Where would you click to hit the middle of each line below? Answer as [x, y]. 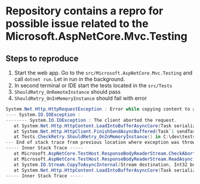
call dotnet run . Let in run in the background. [70, 79]
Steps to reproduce [42, 58]
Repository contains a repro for [84, 11]
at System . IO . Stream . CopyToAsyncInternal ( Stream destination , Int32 [100, 165]
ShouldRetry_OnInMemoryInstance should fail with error [81, 98]
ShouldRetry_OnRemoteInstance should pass [67, 92]
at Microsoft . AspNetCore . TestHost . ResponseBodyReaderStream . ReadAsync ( [104, 159]
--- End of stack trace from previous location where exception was [93, 142]
